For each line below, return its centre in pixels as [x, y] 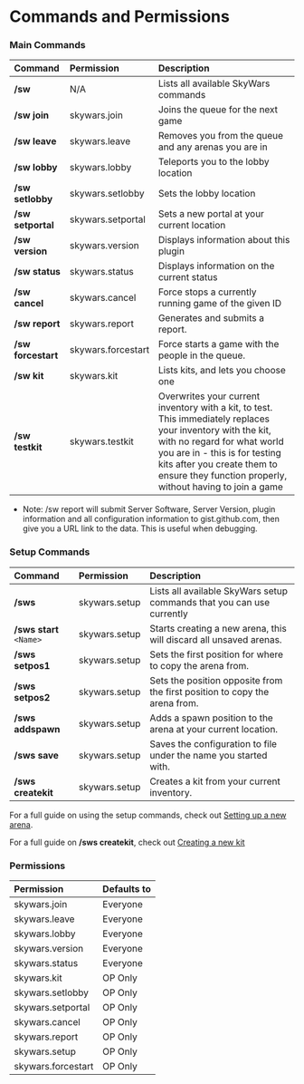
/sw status [38, 272]
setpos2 [32, 697]
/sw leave [35, 141]
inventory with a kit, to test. [215, 408]
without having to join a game [220, 487]
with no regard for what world [221, 441]
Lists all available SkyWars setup [218, 591]
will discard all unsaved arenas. [215, 639]
